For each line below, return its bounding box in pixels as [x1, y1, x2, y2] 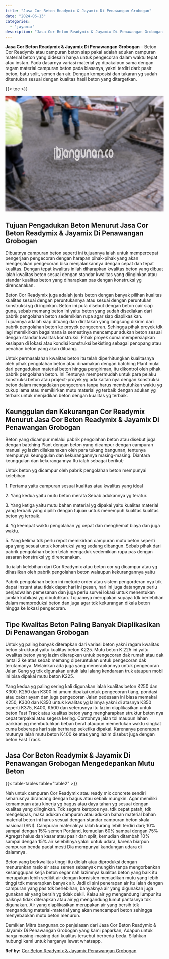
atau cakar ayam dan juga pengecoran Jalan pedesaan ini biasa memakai [5, 694, 157, 700]
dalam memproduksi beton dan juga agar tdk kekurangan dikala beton [5, 600, 150, 606]
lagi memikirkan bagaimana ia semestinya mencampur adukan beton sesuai [5, 329, 162, 335]
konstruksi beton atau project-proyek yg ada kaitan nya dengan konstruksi [5, 377, 159, 383]
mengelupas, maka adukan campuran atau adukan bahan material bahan [5, 811, 156, 817]
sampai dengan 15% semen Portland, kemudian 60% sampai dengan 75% [5, 828, 158, 834]
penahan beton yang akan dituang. [5, 346, 77, 352]
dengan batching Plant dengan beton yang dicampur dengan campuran [5, 442, 153, 448]
